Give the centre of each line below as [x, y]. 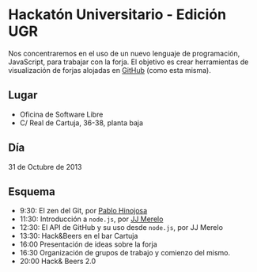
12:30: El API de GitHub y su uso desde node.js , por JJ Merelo [121, 228]
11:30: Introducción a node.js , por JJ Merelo [91, 219]
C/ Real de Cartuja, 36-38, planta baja [81, 123]
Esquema [32, 192]
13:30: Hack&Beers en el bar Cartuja [79, 236]
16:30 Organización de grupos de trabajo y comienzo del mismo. [125, 253]
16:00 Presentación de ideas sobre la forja [88, 244]
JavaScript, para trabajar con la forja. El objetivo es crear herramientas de [128, 62]
